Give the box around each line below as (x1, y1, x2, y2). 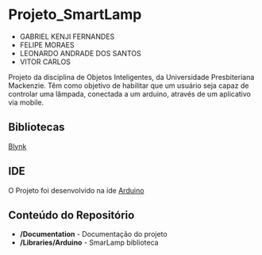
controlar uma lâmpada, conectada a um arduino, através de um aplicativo (8, 89, 252, 98)
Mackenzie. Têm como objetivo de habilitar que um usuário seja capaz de (8, 81, 249, 90)
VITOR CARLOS (19, 57, 71, 67)
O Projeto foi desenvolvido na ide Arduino (8, 185, 144, 195)
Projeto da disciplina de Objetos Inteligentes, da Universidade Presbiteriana (8, 72, 255, 82)
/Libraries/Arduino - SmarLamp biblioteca (19, 238, 159, 247)
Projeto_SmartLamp (8, 6, 142, 24)
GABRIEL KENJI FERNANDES (19, 32, 115, 41)
